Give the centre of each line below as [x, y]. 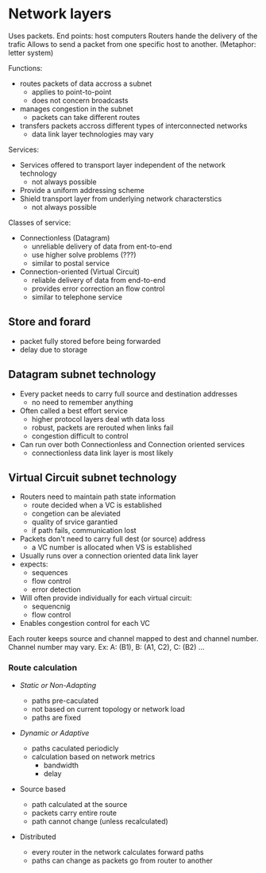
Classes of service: [40, 222]
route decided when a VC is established [97, 505]
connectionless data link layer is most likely [102, 453]
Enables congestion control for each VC [85, 624]
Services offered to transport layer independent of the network [123, 164]
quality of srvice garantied [75, 522]
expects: [34, 564]
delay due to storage [54, 350]
